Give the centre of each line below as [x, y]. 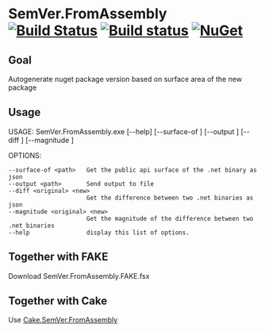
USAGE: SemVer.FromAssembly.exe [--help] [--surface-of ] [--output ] [124, 131]
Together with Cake [58, 301]
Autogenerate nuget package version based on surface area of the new [125, 79]
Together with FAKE [58, 257]
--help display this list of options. [99, 232]
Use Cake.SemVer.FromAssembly [63, 320]
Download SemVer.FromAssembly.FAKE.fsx [79, 276]
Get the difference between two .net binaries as [170, 198]
